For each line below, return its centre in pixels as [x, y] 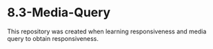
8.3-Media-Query [59, 13]
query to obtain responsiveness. [53, 38]
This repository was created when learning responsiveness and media [107, 31]
